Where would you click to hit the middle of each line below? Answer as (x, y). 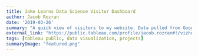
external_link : (25, 33)
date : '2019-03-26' (30, 22)
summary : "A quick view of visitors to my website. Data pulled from (93, 28)
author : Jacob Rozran (33, 17)
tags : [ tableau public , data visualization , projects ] (75, 38)
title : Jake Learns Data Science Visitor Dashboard (71, 11)
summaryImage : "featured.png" (43, 44)
